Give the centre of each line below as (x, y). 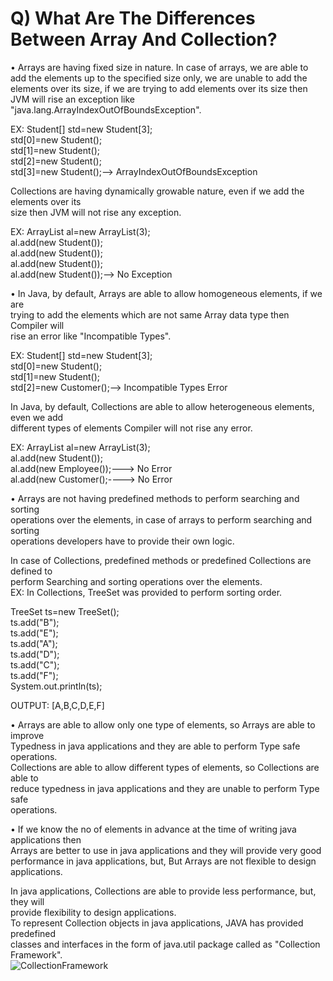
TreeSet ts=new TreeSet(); (65, 611)
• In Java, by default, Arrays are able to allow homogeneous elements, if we (166, 293)
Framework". (36, 954)
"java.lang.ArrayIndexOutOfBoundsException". (106, 109)
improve (27, 735)
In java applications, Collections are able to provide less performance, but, (163, 891)
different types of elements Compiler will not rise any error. (131, 428)
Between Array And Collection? (144, 39)
